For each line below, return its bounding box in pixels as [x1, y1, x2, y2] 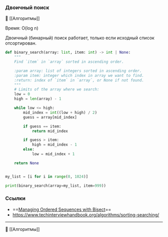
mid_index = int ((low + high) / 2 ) [23, 110, 97, 115]
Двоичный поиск [5, 4, 49, 11]
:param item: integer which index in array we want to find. [14, 73, 144, 78]
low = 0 [14, 92, 30, 97]
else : [23, 147, 35, 152]
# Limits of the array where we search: [14, 87, 99, 92]
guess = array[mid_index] [23, 114, 77, 120]
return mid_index [31, 129, 68, 134]
